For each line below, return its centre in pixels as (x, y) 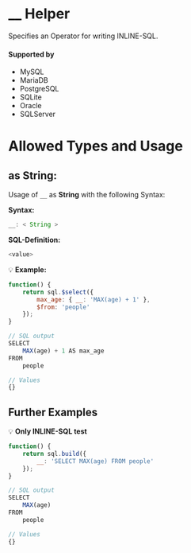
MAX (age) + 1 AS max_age (63, 351)
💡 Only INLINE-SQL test (48, 431)
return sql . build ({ (55, 454)
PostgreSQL (39, 89)
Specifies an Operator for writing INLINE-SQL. (83, 36)
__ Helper (39, 14)
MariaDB (34, 80)
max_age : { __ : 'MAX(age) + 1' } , (94, 299)
